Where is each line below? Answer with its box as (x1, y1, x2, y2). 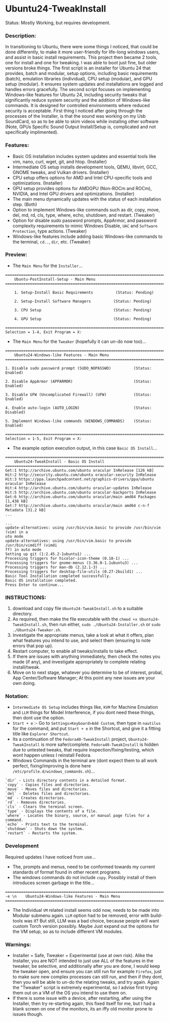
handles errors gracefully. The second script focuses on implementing (5, 87, 151, 93)
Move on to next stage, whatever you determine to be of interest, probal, (12, 669, 163, 675)
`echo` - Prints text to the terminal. (5, 822, 89, 827)
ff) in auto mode (5, 547, 42, 552)
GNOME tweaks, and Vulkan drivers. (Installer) (12, 169, 109, 175)
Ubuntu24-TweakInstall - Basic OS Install (14, 459, 105, 464)
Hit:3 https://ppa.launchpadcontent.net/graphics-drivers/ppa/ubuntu (5, 476, 154, 482)
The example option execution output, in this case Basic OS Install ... (12, 445, 157, 451)
